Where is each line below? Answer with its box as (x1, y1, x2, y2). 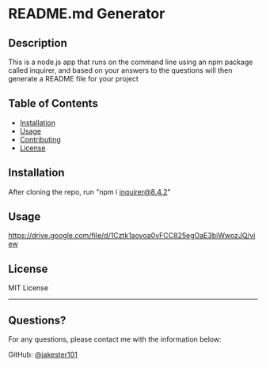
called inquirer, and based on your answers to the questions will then (8, 66, 233, 75)
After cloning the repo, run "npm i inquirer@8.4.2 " (8, 187, 172, 196)
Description (8, 36, 67, 50)
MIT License (8, 283, 49, 293)
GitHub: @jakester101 (8, 350, 78, 360)
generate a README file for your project (8, 74, 139, 83)
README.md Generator (8, 5, 165, 23)
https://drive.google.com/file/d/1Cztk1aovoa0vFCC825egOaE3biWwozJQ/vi (8, 231, 256, 240)
